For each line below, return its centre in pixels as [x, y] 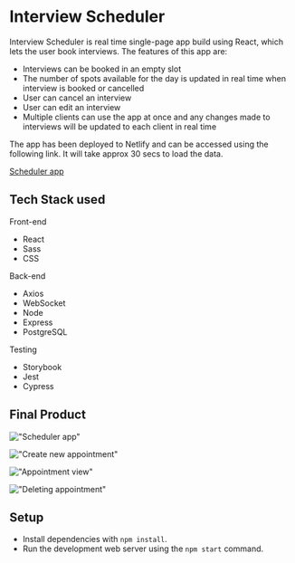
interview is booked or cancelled [83, 88]
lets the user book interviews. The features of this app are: [119, 51]
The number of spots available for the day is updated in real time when [154, 78]
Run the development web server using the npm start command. [143, 549]
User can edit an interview [71, 107]
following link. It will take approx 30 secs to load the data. [116, 153]
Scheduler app [37, 171]
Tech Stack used [57, 200]
